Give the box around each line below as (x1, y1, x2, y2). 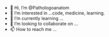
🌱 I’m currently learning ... (10, 15, 64, 21)
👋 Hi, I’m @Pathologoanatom (10, 5, 69, 10)
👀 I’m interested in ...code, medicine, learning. (10, 10, 105, 16)
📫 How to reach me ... (10, 26, 57, 32)
